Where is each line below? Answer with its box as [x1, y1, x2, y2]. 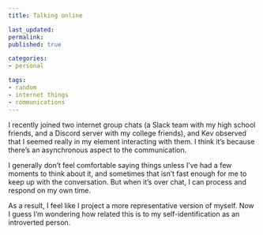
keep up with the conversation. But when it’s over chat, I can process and [8, 177, 247, 186]
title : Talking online [8, 11, 83, 20]
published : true [8, 40, 62, 48]
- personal [8, 62, 44, 70]
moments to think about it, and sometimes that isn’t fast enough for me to [8, 169, 247, 178]
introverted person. [8, 218, 71, 227]
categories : [8, 54, 47, 63]
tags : [8, 76, 26, 84]
